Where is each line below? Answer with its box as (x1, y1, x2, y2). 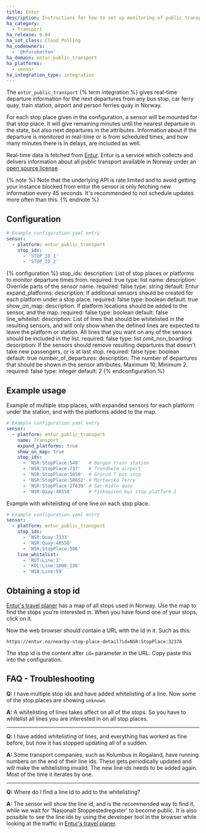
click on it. (6, 614, 32, 622)
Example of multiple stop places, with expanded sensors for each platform (6, 401, 194, 409)
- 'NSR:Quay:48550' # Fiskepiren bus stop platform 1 (22, 489, 177, 495)
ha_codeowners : (6, 44, 45, 50)
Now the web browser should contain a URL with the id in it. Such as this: (6, 627, 191, 634)
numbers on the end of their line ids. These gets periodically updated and (6, 757, 192, 765)
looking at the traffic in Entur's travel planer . (6, 819, 117, 827)
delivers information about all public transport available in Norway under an (6, 158, 197, 166)
